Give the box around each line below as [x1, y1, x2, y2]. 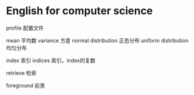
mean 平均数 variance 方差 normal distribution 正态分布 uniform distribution [6, 37, 189, 44]
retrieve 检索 [6, 69, 37, 76]
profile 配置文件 [6, 24, 44, 31]
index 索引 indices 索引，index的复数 [6, 57, 96, 64]
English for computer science [6, 4, 153, 18]
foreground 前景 [6, 81, 45, 89]
